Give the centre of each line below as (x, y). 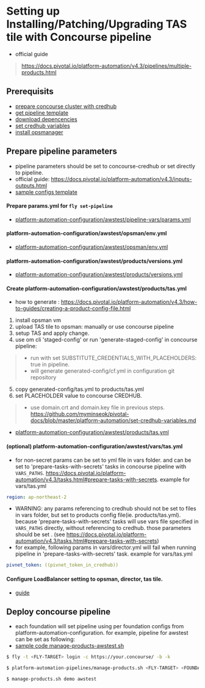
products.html (39, 72)
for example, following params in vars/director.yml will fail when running (106, 548)
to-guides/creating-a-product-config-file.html (73, 309)
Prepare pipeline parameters (62, 152)
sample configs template (46, 192)
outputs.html (31, 185)
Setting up (33, 11)
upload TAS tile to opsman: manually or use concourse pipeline (94, 327)
